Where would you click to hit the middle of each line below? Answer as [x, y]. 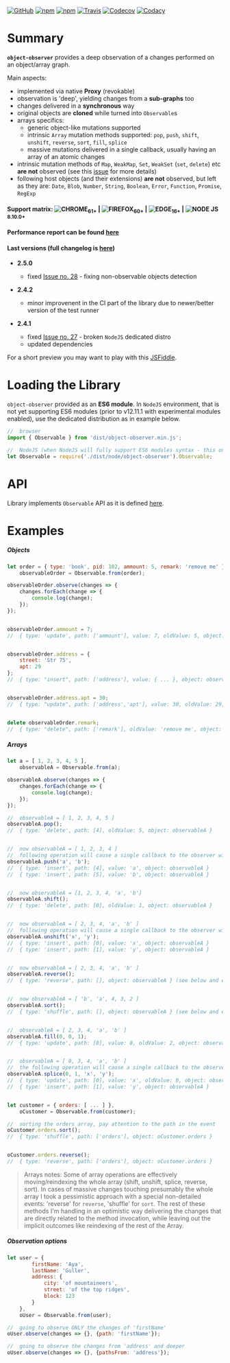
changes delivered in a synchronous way [76, 106]
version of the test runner [63, 310]
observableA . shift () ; [38, 899]
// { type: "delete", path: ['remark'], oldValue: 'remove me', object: [115, 729]
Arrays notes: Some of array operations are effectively [101, 1174]
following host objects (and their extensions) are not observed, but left [117, 178]
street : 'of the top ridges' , [87, 1290]
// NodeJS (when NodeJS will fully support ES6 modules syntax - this [111, 450]
